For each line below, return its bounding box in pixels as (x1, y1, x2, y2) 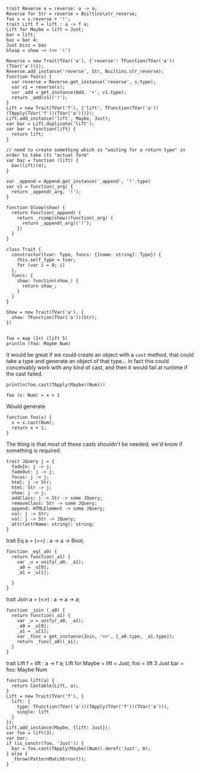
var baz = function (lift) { (6, 157, 79, 163)
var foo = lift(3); (6, 730, 55, 736)
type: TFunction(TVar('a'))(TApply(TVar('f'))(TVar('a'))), (17, 704, 170, 710)
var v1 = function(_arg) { (6, 184, 73, 190)
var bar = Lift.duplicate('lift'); (6, 121, 95, 127)
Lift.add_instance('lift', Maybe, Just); (6, 115, 111, 121)
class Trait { (6, 246, 42, 252)
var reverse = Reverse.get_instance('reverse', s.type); (11, 79, 156, 85)
